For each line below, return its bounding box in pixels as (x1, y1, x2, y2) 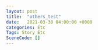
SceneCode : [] (6, 35, 41, 41)
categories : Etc (6, 24, 45, 30)
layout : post (6, 8, 38, 14)
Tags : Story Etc (6, 30, 45, 36)
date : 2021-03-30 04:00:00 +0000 (6, 19, 93, 25)
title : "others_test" (6, 14, 61, 20)
